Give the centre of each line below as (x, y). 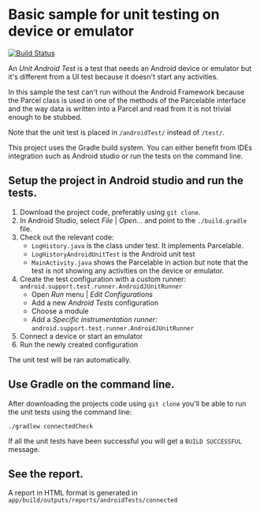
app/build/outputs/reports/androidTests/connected (93, 501)
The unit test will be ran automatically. (70, 359)
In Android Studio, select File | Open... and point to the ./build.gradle (133, 220)
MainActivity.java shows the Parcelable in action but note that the (139, 262)
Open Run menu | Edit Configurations (92, 294)
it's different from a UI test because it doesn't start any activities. (113, 76)
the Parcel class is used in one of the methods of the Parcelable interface (127, 100)
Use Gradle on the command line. (91, 385)
